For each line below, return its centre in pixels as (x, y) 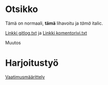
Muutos (13, 42)
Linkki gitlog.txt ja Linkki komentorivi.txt (46, 33)
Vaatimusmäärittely (25, 77)
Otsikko (22, 9)
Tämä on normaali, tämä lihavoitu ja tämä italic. (54, 23)
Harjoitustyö (32, 63)
